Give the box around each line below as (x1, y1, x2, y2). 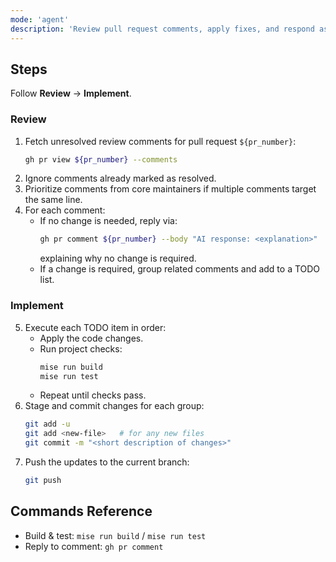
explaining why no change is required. (39, 252, 197, 265)
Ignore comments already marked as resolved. (24, 172, 217, 185)
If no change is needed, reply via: (39, 215, 178, 227)
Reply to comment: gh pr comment (24, 540, 164, 552)
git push (24, 476, 62, 486)
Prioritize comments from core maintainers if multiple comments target (24, 183, 317, 195)
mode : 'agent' (10, 14, 70, 25)
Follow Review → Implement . (10, 87, 132, 100)
